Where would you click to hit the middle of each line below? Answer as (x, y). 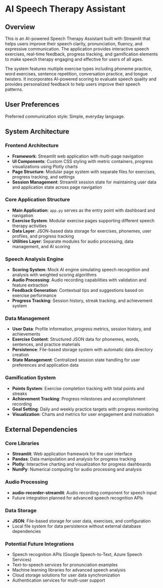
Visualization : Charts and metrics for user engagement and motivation (83, 414)
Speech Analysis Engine (34, 259)
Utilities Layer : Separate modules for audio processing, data (73, 241)
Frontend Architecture (32, 145)
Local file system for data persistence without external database (76, 526)
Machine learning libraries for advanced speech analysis (69, 570)
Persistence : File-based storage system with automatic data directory (82, 350)
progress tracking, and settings (43, 177)
